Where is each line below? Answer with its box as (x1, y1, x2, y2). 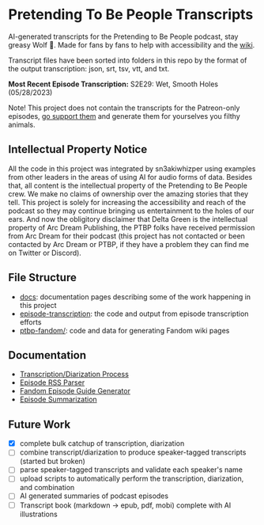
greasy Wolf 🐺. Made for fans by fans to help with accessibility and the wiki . (8, 40, 255, 49)
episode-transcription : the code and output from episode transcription (19, 309, 249, 318)
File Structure (8, 271, 77, 284)
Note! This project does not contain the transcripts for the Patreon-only (8, 103, 240, 112)
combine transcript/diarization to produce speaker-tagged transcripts (19, 447, 247, 457)
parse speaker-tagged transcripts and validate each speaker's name (19, 465, 243, 474)
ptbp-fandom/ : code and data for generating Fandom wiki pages (19, 325, 230, 335)
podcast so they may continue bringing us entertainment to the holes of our (8, 206, 255, 215)
